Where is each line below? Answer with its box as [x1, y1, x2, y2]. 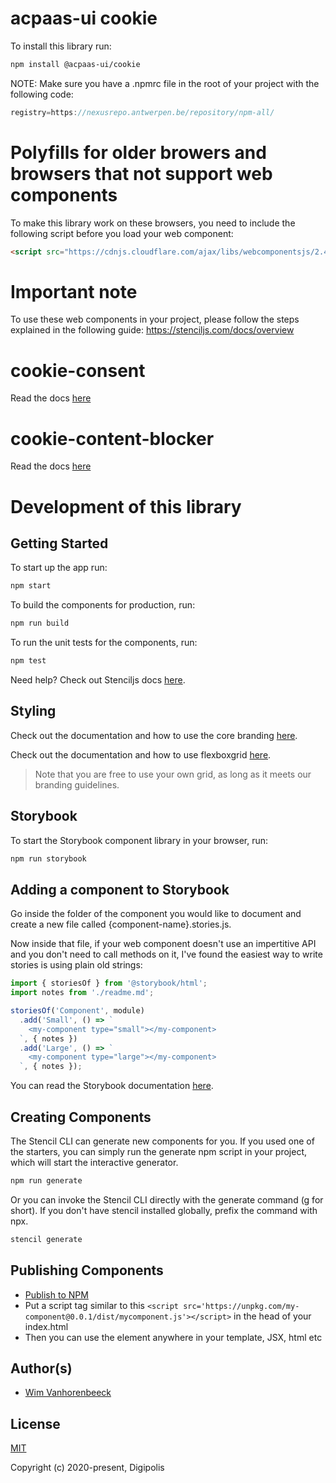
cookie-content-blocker [10, 427, 215, 450]
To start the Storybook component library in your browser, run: [10, 834, 269, 846]
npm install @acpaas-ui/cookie [10, 59, 141, 69]
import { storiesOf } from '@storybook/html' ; [10, 978, 208, 989]
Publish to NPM [24, 1288, 89, 1301]
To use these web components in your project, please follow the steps [10, 313, 300, 326]
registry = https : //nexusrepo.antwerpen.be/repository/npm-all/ [10, 107, 275, 117]
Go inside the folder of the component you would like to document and [10, 908, 302, 920]
